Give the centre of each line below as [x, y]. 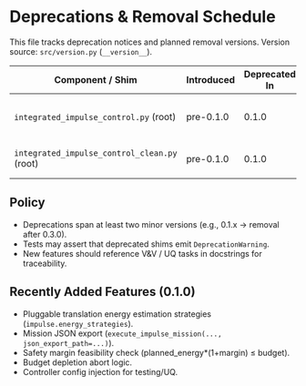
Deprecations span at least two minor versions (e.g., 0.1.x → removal [151, 224]
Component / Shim [96, 79]
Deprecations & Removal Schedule [143, 17]
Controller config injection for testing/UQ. [100, 371]
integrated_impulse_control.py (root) [95, 117]
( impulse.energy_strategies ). [78, 323]
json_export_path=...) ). [68, 342]
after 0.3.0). [45, 234]
